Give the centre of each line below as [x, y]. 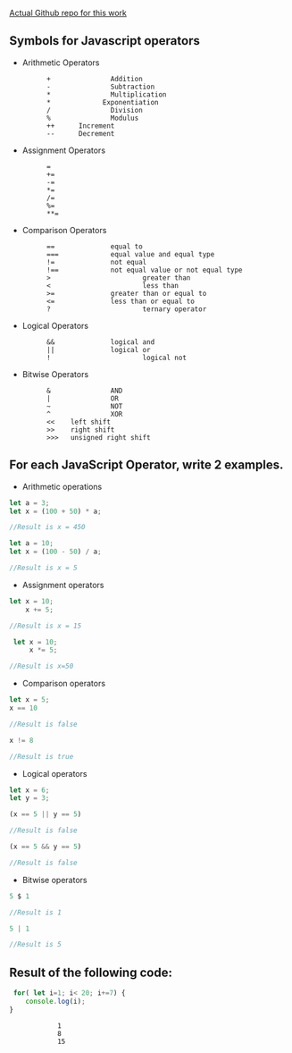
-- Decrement [80, 133]
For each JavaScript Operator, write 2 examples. [146, 465]
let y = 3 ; [29, 798]
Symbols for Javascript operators [105, 41]
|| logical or [98, 350]
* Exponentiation [102, 102]
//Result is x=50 [42, 666]
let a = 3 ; [29, 503]
